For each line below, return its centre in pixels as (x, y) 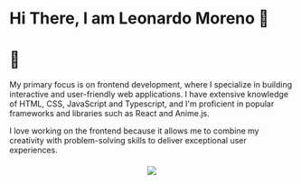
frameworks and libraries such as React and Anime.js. (109, 114)
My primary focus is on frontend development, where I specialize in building (151, 85)
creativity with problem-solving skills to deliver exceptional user (128, 141)
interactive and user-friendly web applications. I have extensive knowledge (149, 95)
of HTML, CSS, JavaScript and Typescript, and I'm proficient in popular (142, 104)
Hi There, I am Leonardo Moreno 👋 (139, 18)
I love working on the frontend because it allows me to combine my (134, 131)
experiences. (34, 150)
